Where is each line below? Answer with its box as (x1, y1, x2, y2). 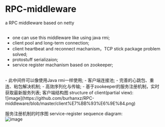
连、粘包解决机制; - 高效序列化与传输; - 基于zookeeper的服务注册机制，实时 (5, 83, 160, 89)
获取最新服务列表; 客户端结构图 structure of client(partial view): (5, 89, 134, 95)
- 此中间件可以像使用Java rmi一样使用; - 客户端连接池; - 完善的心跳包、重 (5, 77, 154, 83)
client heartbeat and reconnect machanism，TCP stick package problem (12, 45, 161, 51)
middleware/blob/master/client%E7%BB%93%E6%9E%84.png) (5, 100, 136, 106)
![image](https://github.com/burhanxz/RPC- (5, 95, 95, 101)
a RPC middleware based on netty (5, 20, 75, 26)
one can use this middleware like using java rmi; (12, 35, 110, 41)
